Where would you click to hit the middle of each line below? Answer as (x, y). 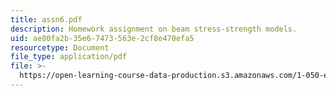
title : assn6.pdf (46, 19)
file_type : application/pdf (69, 57)
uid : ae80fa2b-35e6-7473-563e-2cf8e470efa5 (102, 38)
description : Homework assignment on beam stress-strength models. (154, 29)
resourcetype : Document (60, 47)
